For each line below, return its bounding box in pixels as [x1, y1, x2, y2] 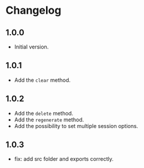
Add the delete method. [14, 109, 73, 117]
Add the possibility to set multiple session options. [14, 122, 139, 129]
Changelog [5, 4, 62, 17]
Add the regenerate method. [14, 116, 84, 123]
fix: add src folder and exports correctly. [14, 155, 114, 163]
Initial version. [14, 43, 49, 50]
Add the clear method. [14, 76, 71, 84]
